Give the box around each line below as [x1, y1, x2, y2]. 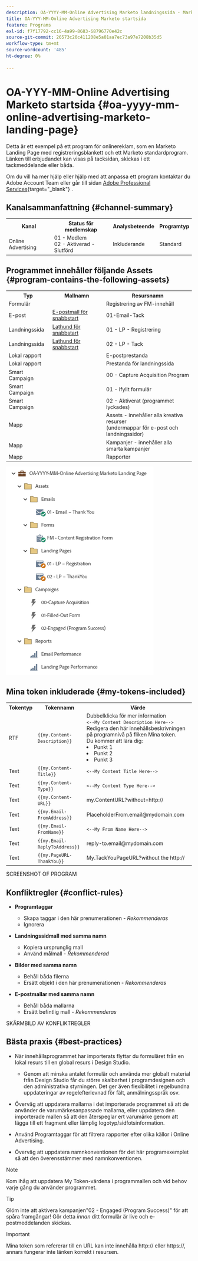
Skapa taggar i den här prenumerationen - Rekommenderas [23, 915, 169, 922]
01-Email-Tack [105, 312, 144, 319]
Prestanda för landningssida [105, 360, 174, 367]
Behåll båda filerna [23, 973, 70, 980]
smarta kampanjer [105, 445, 150, 452]
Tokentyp [8, 704, 33, 711]
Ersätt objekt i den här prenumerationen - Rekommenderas [23, 980, 167, 987]
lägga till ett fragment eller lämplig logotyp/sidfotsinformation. [14, 1119, 165, 1126]
